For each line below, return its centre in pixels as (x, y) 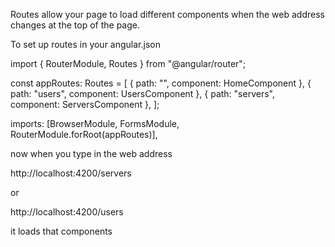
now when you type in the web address (91, 153)
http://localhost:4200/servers (71, 173)
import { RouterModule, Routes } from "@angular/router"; (128, 63)
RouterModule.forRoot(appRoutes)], (84, 134)
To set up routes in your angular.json (85, 44)
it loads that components (61, 231)
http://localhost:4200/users (67, 212)
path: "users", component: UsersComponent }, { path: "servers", (142, 93)
